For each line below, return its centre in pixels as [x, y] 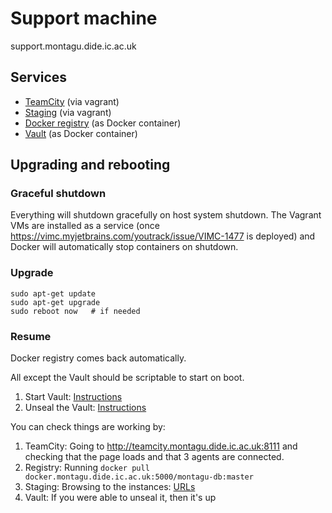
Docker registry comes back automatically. [98, 358]
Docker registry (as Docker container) [103, 123]
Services [39, 77]
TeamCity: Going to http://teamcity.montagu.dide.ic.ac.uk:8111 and [161, 446]
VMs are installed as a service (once [85, 226]
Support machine [84, 18]
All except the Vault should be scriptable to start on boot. [127, 378]
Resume [31, 336]
